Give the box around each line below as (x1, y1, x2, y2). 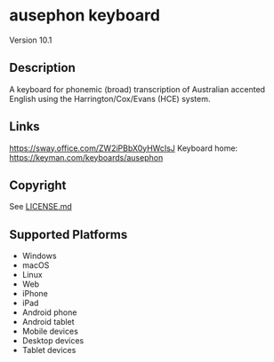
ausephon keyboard (9, 5, 160, 26)
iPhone (21, 288, 49, 299)
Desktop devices (21, 335, 85, 346)
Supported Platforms (9, 227, 128, 242)
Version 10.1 (9, 35, 52, 45)
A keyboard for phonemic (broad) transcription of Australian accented (9, 83, 265, 94)
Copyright (9, 177, 67, 193)
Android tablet (21, 317, 75, 327)
